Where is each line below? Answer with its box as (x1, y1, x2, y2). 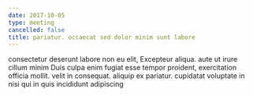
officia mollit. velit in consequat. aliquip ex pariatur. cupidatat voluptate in (8, 71, 246, 80)
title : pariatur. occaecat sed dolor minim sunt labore (8, 33, 195, 41)
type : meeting (8, 19, 55, 27)
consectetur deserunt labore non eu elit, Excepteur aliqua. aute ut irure (8, 55, 238, 64)
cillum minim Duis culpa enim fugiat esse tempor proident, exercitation (8, 63, 237, 73)
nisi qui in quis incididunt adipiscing (8, 80, 124, 89)
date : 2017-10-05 (8, 11, 65, 20)
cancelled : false (8, 26, 65, 34)
